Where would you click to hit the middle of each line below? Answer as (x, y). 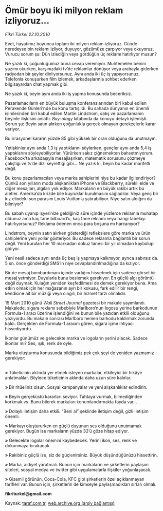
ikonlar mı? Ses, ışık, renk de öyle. (39, 343)
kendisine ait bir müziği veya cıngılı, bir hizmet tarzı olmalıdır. (66, 293)
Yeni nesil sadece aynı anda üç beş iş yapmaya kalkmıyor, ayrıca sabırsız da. (82, 258)
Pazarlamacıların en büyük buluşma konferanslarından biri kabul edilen (76, 103)
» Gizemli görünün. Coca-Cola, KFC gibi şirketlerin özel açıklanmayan (75, 479)
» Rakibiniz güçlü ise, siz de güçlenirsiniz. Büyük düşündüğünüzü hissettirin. (81, 455)
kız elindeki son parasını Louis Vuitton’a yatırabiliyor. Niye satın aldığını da (79, 199)
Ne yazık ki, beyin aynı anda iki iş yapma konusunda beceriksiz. (69, 94)
